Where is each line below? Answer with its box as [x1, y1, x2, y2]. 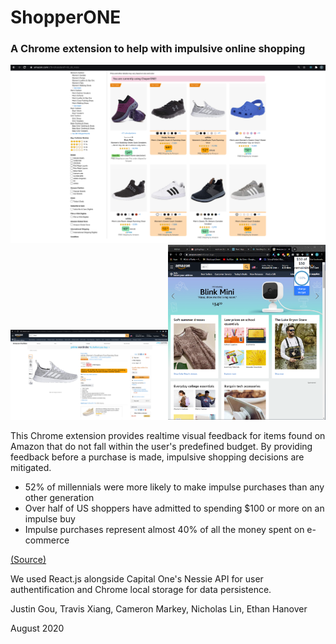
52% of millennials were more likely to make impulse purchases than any [24, 481, 325, 493]
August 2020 [10, 622, 65, 634]
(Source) [10, 553, 47, 565]
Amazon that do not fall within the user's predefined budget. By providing [10, 440, 313, 452]
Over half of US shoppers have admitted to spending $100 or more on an [24, 502, 325, 514]
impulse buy [24, 512, 76, 525]
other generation [24, 491, 95, 503]
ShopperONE [10, 6, 122, 29]
